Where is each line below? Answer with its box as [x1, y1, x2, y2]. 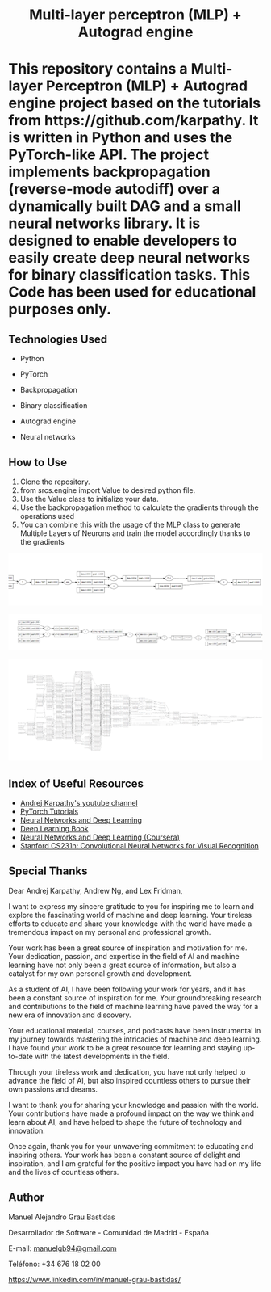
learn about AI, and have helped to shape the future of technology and [8, 1117, 242, 1126]
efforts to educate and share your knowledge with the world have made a [8, 919, 252, 928]
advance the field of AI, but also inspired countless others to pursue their [8, 1075, 252, 1085]
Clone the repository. [19, 477, 90, 486]
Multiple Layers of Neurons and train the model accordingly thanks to [19, 528, 251, 538]
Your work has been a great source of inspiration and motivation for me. [8, 943, 248, 953]
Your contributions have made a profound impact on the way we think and [8, 1109, 254, 1118]
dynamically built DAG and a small [8, 197, 242, 216]
